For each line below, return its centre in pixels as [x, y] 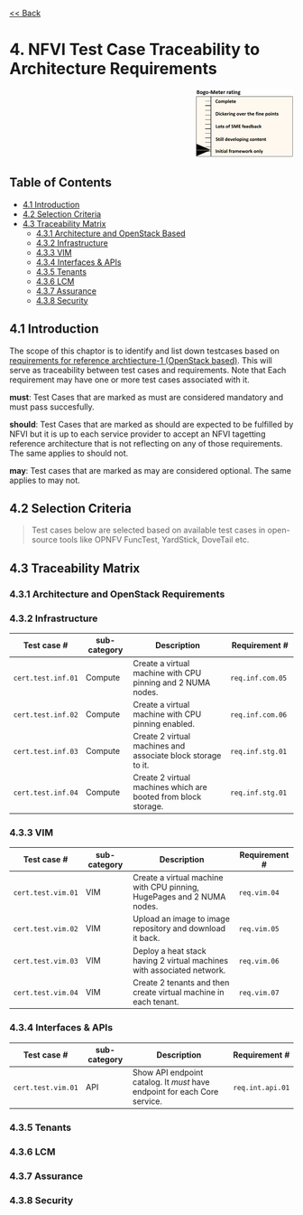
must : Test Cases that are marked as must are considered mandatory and [147, 397]
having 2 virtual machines [180, 960]
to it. [141, 765]
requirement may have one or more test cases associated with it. [129, 380]
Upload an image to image [181, 919]
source [45, 540]
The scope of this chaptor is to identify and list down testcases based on [144, 351]
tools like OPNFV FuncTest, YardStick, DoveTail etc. [154, 540]
